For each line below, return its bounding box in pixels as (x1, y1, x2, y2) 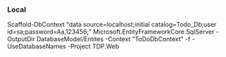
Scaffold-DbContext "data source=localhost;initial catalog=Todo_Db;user (7, 21, 217, 29)
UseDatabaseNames (7, 43, 66, 51)
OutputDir (7, 35, 35, 43)
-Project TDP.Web (67, 43, 120, 51)
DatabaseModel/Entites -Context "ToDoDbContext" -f (36, 35, 191, 43)
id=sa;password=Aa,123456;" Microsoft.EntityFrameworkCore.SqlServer (7, 27, 215, 36)
